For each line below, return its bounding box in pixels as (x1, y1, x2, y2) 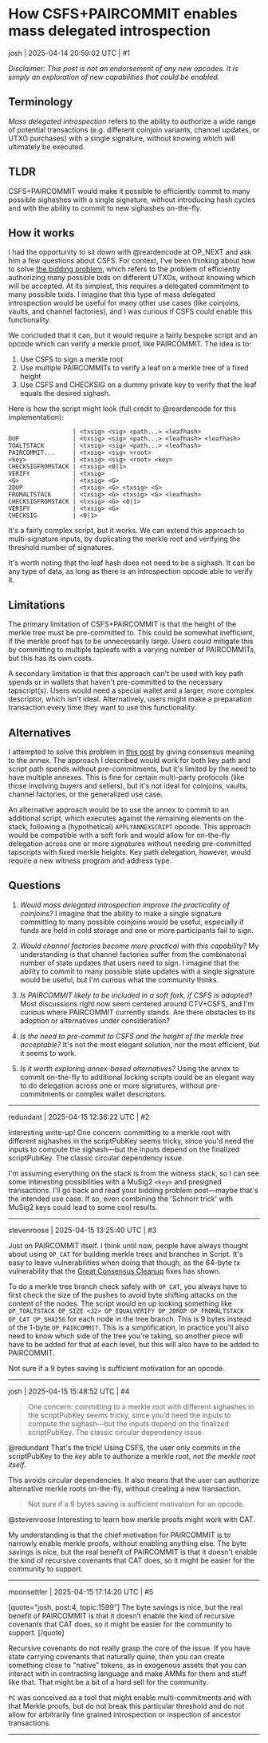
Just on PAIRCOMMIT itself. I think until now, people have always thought (8, 1240, 249, 1250)
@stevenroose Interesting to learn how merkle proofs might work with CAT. (8, 1514, 255, 1524)
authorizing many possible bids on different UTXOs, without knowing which (8, 273, 256, 283)
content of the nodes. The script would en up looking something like (8, 1298, 233, 1308)
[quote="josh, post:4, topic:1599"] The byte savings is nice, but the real (8, 1602, 243, 1612)
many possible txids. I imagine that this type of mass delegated (8, 290, 215, 299)
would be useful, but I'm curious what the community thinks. (19, 974, 219, 984)
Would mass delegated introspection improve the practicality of (19, 899, 230, 910)
